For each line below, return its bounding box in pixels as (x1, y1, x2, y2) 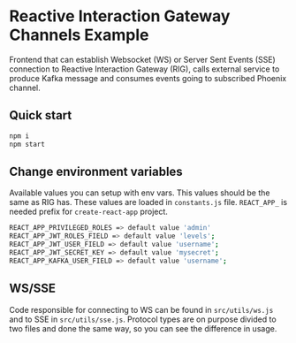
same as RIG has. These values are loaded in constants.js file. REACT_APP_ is (9, 197, 288, 208)
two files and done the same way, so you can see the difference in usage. (9, 323, 277, 333)
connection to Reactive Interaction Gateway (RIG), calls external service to (9, 64, 280, 74)
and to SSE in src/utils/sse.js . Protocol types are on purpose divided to (9, 314, 277, 324)
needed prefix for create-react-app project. (9, 206, 168, 217)
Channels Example (9, 25, 149, 45)
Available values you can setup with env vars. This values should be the (9, 187, 270, 198)
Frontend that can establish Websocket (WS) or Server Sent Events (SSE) (9, 54, 276, 65)
